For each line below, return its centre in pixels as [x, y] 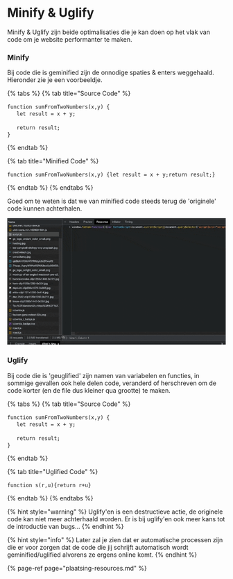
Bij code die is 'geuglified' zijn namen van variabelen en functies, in [103, 375]
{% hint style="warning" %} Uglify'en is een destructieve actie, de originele [115, 512]
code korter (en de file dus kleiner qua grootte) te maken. [89, 390]
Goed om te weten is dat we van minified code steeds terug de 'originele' [112, 201]
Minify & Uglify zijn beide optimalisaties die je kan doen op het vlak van [109, 32]
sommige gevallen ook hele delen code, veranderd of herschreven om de [112, 383]
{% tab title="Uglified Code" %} [53, 471]
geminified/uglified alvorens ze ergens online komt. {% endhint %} [102, 555]
